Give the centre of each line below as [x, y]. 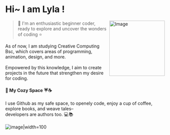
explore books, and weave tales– [39, 109]
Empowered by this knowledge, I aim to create [54, 67]
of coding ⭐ [30, 34]
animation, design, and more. [36, 57]
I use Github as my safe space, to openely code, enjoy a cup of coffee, [79, 103]
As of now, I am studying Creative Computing [52, 46]
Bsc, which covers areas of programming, [49, 51]
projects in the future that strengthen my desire [54, 73]
